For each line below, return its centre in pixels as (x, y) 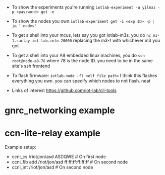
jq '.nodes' (24, 26)
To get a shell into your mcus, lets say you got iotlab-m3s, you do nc (81, 35)
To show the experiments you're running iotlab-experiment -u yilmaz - (86, 7)
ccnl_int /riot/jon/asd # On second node (53, 167)
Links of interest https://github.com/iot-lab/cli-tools (64, 90)
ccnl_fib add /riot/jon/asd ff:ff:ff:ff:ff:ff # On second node (70, 162)
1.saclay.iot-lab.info (35, 41)
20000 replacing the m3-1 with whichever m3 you (110, 40)
